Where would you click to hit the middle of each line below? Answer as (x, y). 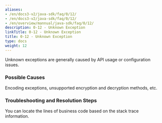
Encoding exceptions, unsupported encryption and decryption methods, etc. (81, 88)
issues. (12, 65)
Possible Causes (25, 77)
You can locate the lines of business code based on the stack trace (72, 111)
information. (17, 116)
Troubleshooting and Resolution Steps (51, 100)
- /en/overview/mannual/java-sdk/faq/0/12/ (50, 23)
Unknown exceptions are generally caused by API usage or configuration (78, 59)
